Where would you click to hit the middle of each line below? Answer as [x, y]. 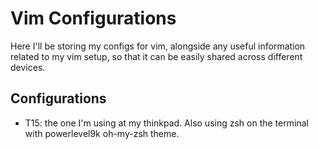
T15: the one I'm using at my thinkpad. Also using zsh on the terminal [166, 123]
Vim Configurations [93, 18]
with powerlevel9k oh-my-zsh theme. [102, 133]
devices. [28, 67]
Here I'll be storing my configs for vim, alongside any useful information [158, 46]
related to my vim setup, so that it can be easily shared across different [156, 56]
